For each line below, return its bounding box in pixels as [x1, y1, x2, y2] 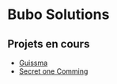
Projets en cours [7, 37, 90, 51]
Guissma [18, 58, 48, 67]
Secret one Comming [18, 67, 89, 76]
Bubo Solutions [7, 6, 110, 24]
